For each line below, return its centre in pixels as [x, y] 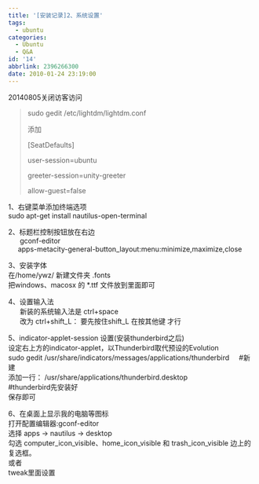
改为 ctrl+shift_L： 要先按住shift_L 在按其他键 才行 [100, 321]
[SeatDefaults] [51, 145]
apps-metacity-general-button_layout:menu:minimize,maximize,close [130, 249]
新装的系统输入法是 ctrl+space [69, 311]
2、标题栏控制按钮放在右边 [52, 232]
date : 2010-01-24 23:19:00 [52, 74]
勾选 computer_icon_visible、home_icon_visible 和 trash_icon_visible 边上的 [129, 443]
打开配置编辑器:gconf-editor [54, 423]
